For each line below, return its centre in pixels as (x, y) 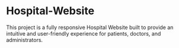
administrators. (25, 40)
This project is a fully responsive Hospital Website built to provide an (90, 27)
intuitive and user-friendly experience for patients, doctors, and (84, 33)
